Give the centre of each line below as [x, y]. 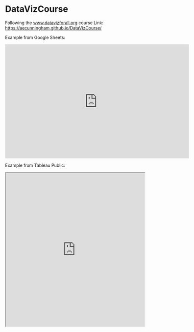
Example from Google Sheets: [35, 37]
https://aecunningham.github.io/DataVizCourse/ [53, 28]
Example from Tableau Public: [35, 165]
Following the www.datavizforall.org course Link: [54, 23]
